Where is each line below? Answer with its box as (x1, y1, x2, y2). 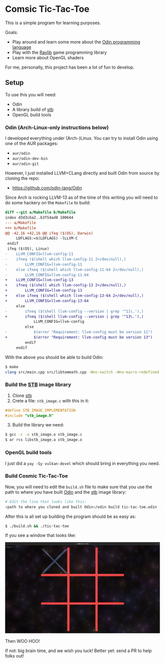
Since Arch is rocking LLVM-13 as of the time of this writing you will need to (5, 195, 158, 200)
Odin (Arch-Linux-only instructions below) (5, 124, 109, 131)
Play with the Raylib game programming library (12, 49, 107, 55)
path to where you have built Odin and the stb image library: (5, 489, 127, 495)
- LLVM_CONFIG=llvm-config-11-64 (5, 273, 89, 277)
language (12, 44, 31, 50)
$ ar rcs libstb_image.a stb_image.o (5, 437, 82, 442)
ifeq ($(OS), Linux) (7, 246, 50, 251)
